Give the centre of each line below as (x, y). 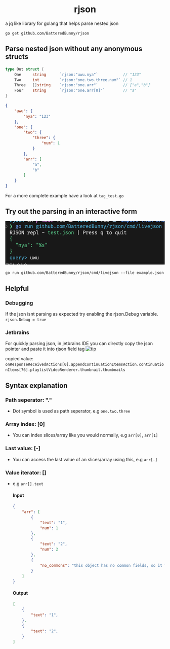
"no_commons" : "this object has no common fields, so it (101, 565)
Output (20, 593)
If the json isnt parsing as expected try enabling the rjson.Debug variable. (82, 314)
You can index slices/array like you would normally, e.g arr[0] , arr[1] (85, 435)
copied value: (19, 359)
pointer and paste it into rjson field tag (45, 349)
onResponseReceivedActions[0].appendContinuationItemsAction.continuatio (85, 365)
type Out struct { (25, 69)
